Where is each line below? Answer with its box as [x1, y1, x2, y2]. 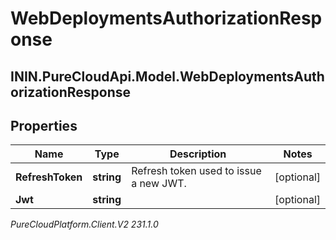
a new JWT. [131, 177, 187, 191]
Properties [10, 117, 78, 134]
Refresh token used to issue [131, 164, 262, 178]
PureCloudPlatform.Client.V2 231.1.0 [10, 218, 159, 231]
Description [169, 147, 227, 161]
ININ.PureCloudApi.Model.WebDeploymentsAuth [10, 68, 325, 85]
